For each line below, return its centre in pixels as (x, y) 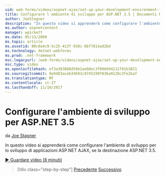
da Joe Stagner (21, 136)
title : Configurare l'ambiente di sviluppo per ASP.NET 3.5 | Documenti (81, 14)
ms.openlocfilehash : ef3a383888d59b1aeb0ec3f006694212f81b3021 (71, 69)
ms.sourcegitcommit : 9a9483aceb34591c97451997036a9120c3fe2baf (71, 74)
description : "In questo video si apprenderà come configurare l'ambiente (83, 23)
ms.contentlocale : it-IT (30, 83)
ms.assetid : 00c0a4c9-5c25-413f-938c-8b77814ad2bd (58, 46)
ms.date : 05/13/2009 (26, 37)
